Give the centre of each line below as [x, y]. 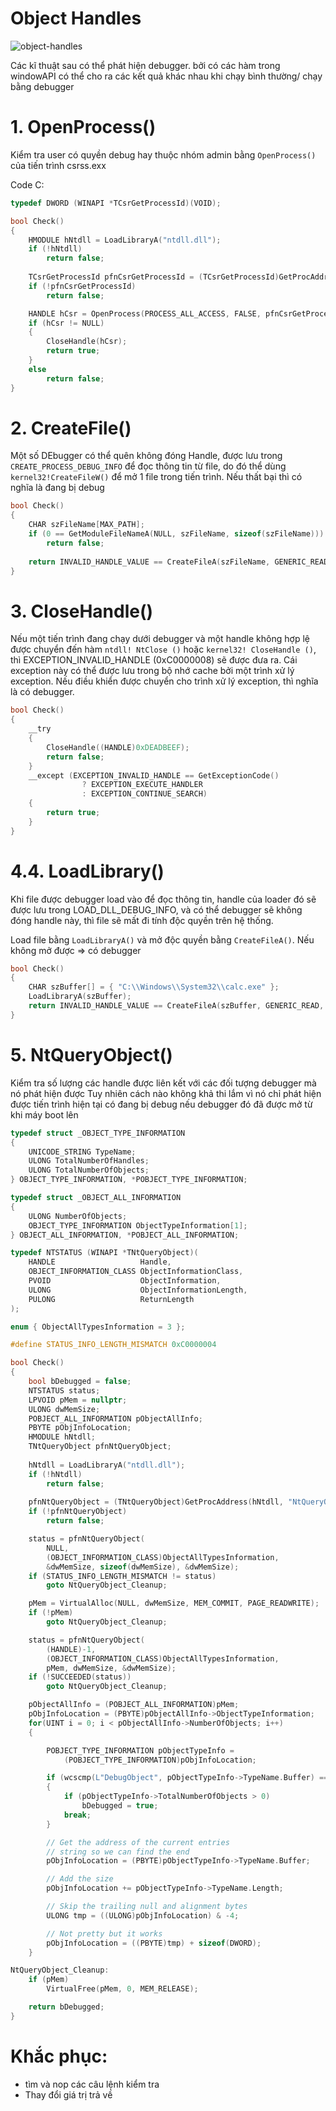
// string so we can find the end [118, 1852]
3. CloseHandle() [82, 611]
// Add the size [80, 1879]
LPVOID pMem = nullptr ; [78, 1400]
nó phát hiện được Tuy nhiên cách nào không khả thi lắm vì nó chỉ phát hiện [166, 1093]
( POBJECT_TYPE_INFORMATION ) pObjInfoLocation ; [160, 1760]
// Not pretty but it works [104, 1933]
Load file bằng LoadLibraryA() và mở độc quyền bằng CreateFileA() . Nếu [162, 939]
